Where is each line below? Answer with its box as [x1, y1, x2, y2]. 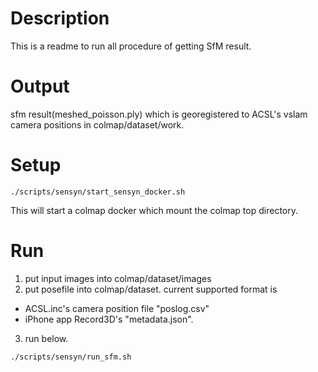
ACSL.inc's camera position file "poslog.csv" [24, 302, 210, 314]
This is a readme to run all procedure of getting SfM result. [10, 40, 252, 52]
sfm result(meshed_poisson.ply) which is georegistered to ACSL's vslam [10, 108, 308, 120]
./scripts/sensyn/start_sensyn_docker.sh [10, 187, 186, 197]
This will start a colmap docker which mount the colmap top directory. [10, 204, 298, 216]
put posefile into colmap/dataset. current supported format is [24, 283, 278, 295]
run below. [24, 332, 69, 344]
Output [10, 75, 70, 98]
